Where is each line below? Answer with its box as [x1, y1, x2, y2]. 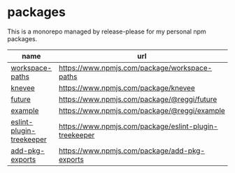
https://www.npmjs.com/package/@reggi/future [58, 94, 218, 104]
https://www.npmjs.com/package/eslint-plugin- [58, 121, 218, 131]
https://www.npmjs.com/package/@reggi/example [58, 105, 225, 115]
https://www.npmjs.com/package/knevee [58, 83, 195, 93]
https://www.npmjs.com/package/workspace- [58, 63, 213, 73]
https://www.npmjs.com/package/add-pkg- [58, 146, 205, 156]
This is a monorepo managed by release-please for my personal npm [7, 27, 206, 36]
